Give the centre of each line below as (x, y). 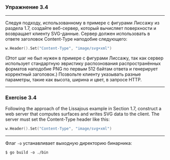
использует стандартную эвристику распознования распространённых (83, 63)
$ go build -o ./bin (27, 153)
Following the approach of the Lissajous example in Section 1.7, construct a (83, 109)
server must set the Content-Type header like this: (57, 119)
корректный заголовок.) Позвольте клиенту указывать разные (73, 74)
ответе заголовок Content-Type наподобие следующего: (66, 39)
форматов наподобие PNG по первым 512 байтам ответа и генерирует (81, 69)
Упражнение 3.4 (27, 7)
